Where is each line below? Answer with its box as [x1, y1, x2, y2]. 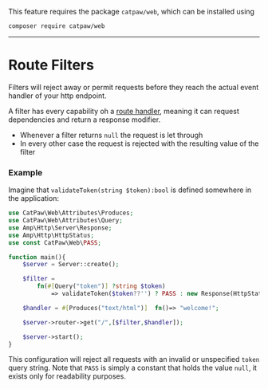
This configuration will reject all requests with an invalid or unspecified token [8, 355, 260, 364]
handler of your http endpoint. [8, 91, 107, 100]
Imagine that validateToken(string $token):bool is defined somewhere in [8, 185, 252, 194]
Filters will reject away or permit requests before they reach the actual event [8, 82, 259, 92]
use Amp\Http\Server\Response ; [8, 223, 112, 232]
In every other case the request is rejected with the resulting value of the [19, 139, 259, 148]
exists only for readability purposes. [8, 371, 126, 381]
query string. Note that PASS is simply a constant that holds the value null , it [8, 363, 258, 373]
